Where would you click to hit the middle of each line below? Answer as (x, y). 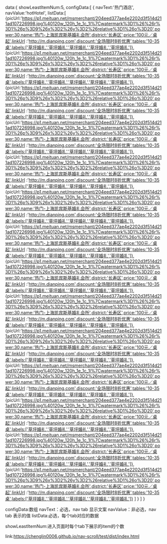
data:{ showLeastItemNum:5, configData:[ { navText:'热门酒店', (70, 7)
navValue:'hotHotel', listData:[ (36, 13)
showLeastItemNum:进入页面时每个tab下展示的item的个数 (65, 526)
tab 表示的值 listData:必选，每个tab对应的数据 (52, 515)
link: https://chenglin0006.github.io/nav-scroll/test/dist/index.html (72, 536)
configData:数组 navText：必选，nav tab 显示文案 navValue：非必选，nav (81, 509)
